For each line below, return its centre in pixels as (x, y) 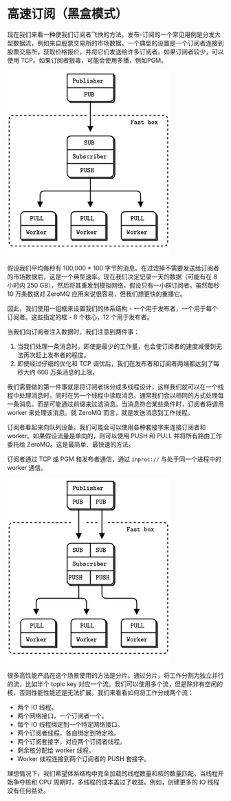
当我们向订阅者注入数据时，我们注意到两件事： (73, 332)
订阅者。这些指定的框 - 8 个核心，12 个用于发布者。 (80, 317)
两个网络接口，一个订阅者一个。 (62, 716)
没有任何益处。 (28, 790)
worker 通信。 (27, 467)
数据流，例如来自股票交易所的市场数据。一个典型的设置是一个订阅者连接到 (118, 43)
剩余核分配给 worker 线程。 (56, 750)
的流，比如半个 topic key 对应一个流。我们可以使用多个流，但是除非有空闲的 (115, 684)
